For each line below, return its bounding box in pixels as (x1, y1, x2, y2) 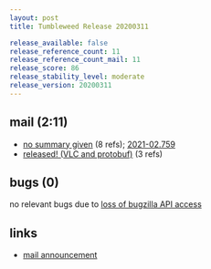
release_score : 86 (9, 64, 79, 73)
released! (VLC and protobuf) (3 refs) (22, 148, 163, 160)
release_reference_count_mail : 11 (9, 56, 142, 65)
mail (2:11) (9, 115, 69, 130)
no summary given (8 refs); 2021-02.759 (22, 139, 176, 150)
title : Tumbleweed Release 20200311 (9, 22, 149, 31)
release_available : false (9, 38, 108, 47)
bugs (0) (9, 174, 59, 190)
